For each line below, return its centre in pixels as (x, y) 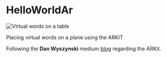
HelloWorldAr (39, 10)
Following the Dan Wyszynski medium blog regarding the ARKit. (84, 48)
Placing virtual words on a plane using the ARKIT (65, 37)
